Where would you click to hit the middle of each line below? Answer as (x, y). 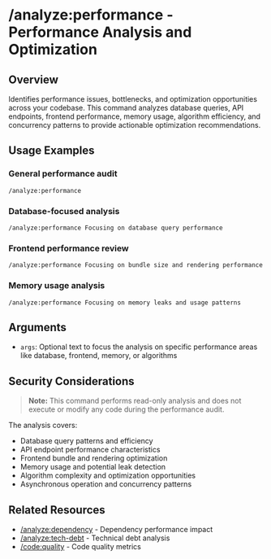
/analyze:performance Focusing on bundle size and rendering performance (136, 265)
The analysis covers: (43, 426)
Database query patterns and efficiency (86, 441)
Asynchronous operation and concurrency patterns (106, 484)
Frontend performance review (69, 248)
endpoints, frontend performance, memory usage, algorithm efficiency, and (135, 116)
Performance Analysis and (100, 32)
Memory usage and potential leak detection (93, 467)
